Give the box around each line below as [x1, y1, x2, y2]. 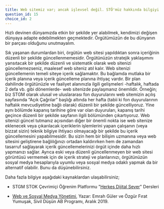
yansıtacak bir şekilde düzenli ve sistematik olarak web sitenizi [5, 60, 132, 66]
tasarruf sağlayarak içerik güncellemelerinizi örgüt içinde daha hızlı [5, 144, 141, 150]
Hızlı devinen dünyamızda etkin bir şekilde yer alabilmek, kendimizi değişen [5, 30, 158, 36]
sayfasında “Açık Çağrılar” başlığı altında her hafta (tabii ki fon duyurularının [5, 97, 158, 103]
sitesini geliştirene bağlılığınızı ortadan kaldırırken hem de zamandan [5, 139, 143, 145]
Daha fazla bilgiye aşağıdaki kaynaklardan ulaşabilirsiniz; [5, 174, 120, 180]
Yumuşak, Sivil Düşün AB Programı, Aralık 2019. [12, 199, 109, 205]
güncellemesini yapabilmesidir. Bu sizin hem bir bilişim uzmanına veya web [5, 133, 157, 139]
